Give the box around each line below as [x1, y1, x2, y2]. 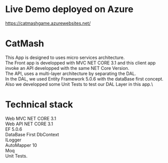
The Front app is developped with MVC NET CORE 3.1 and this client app [5, 59, 156, 66]
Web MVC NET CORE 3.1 [5, 115, 57, 121]
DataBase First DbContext [5, 131, 60, 137]
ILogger [5, 137, 22, 143]
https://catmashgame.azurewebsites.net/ [5, 20, 91, 26]
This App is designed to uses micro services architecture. [5, 54, 125, 60]
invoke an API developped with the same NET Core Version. [5, 65, 130, 71]
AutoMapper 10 [5, 142, 37, 148]
